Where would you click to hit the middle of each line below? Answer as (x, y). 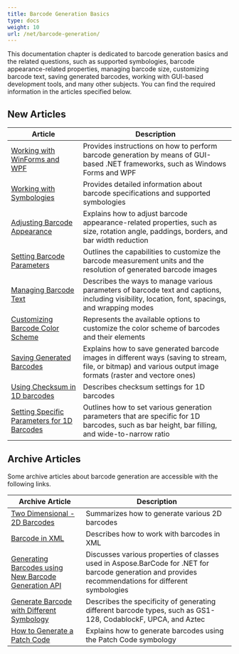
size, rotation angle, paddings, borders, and (155, 232)
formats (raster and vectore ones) (139, 375)
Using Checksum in (43, 387)
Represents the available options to (142, 319)
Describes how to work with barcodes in (153, 534)
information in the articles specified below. (70, 92)
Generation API (36, 585)
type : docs (23, 21)
